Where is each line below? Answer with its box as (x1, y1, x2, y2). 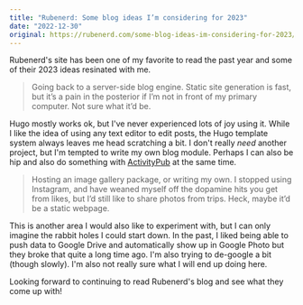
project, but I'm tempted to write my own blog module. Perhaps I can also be (9, 147, 294, 158)
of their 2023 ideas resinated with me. (9, 64, 151, 75)
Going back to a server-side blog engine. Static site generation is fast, (31, 82, 291, 93)
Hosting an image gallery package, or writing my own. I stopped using (31, 174, 292, 185)
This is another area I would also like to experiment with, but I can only (9, 220, 271, 231)
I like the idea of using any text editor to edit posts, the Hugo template (9, 128, 269, 139)
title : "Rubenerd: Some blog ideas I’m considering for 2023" (9, 13, 248, 23)
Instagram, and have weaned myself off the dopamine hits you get (31, 184, 278, 195)
